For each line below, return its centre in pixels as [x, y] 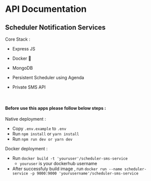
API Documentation [46, 9]
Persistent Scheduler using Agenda [48, 77]
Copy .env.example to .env [39, 129]
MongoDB [22, 68]
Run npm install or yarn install [46, 134]
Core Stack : [18, 39]
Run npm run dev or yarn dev [42, 139]
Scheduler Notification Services [56, 27]
